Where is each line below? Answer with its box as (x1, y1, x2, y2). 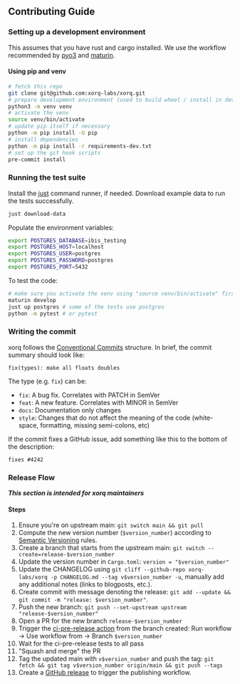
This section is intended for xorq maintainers (8, 489, 145, 497)
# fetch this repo (8, 83, 63, 90)
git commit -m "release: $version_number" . (18, 595, 149, 604)
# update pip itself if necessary (8, 123, 111, 130)
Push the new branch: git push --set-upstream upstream (18, 603, 187, 611)
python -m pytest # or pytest (8, 310, 98, 317)
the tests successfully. (8, 196, 74, 205)
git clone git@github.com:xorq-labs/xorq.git (8, 89, 145, 97)
